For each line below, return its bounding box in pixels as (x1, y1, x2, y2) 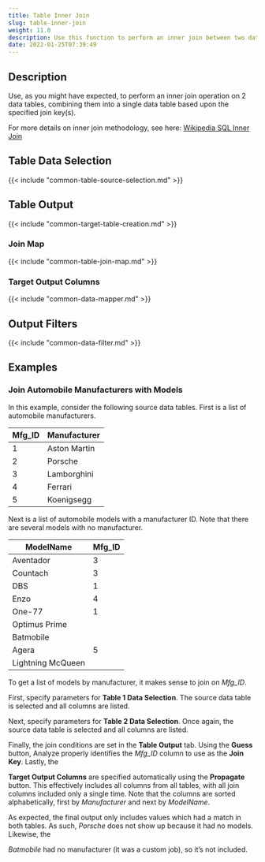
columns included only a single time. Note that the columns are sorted (8, 789, 236, 798)
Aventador (12, 554, 51, 565)
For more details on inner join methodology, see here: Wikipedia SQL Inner (8, 123, 250, 132)
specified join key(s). (8, 107, 77, 117)
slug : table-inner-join (8, 19, 87, 27)
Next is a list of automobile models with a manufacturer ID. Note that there (8, 514, 249, 524)
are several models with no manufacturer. (8, 522, 144, 532)
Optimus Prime (12, 618, 67, 629)
